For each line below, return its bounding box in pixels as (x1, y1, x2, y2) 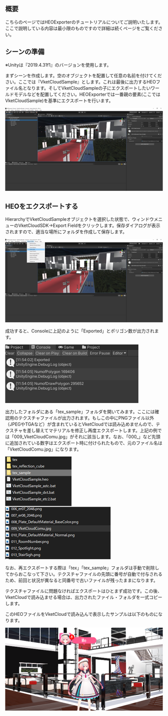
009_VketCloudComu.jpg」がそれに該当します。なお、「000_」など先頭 (13, 434, 161, 440)
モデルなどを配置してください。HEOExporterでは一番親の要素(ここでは (13, 91, 161, 97)
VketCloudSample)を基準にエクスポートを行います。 (5, 97, 113, 104)
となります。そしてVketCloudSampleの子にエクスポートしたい (22, 85, 151, 91)
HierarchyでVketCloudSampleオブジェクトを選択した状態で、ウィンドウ (5, 216, 154, 222)
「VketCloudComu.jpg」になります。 (5, 446, 81, 452)
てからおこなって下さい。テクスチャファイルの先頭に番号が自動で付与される (5, 571, 162, 577)
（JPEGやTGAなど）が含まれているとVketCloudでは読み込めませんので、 (5, 421, 156, 427)
